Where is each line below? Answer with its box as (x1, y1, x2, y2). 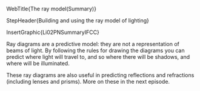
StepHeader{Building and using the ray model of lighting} (6, 17, 150, 24)
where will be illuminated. (6, 60, 70, 67)
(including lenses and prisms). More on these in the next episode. (6, 78, 170, 85)
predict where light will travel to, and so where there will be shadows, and (6, 53, 190, 60)
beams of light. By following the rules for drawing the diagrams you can (6, 47, 185, 54)
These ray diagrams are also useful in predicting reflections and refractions (6, 72, 195, 78)
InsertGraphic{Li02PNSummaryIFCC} (6, 29, 100, 36)
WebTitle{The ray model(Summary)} (6, 5, 97, 12)
